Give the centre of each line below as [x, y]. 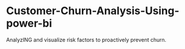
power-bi [29, 23]
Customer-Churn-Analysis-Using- [93, 11]
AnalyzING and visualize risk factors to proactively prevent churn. [86, 40]
